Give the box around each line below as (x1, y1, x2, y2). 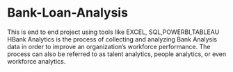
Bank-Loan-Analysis (7, 5, 129, 21)
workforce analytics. (7, 57, 66, 65)
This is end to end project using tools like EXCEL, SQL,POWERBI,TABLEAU (7, 28, 220, 36)
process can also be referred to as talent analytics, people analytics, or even (7, 50, 227, 58)
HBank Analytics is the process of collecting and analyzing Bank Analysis (7, 35, 218, 43)
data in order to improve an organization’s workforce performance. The (7, 42, 211, 51)
